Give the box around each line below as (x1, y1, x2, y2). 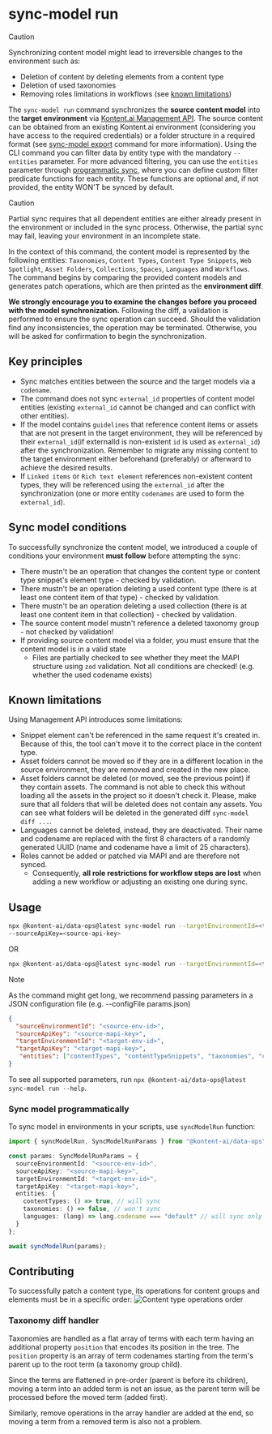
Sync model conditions (8, 521, 127, 535)
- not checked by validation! (19, 626, 114, 637)
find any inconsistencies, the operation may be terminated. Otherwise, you (8, 322, 257, 333)
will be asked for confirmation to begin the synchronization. (8, 331, 207, 341)
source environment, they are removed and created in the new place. (19, 765, 251, 775)
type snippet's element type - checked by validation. (19, 575, 197, 585)
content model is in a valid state (19, 644, 127, 654)
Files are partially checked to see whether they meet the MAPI (32, 652, 240, 662)
